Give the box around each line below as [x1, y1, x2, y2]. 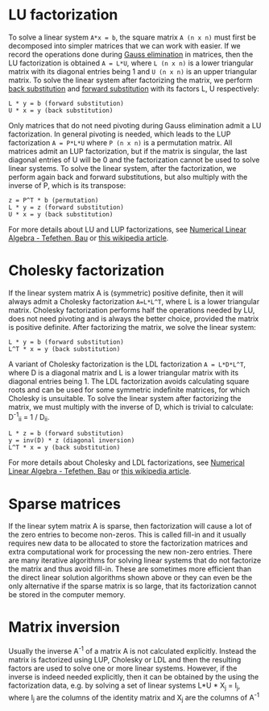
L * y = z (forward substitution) [8, 203, 125, 211]
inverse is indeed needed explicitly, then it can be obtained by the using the [8, 671, 259, 681]
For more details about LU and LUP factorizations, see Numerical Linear [8, 224, 247, 234]
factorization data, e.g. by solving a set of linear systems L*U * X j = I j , [8, 680, 241, 692]
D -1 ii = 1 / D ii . [8, 410, 50, 424]
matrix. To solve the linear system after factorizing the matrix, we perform [8, 75, 253, 85]
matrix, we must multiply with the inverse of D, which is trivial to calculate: [8, 402, 254, 412]
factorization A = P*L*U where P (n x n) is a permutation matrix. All [8, 137, 233, 147]
